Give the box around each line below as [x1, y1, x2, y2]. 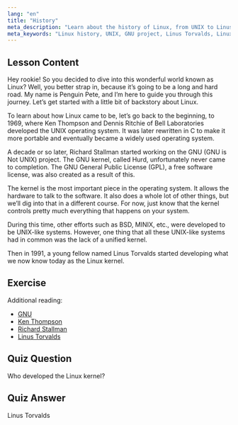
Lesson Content [7, 56, 79, 68]
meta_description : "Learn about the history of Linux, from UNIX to [7, 23, 214, 30]
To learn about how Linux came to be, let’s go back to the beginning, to [7, 111, 215, 120]
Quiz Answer [7, 392, 66, 404]
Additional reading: [7, 295, 63, 305]
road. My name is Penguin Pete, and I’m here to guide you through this [7, 90, 213, 99]
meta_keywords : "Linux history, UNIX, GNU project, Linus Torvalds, [7, 30, 214, 38]
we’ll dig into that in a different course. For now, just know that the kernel [7, 199, 220, 208]
